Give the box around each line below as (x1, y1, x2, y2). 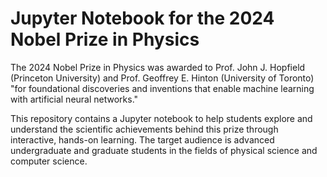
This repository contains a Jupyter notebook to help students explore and (10, 112, 313, 124)
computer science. (10, 155, 88, 167)
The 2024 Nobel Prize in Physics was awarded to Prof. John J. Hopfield (10, 61, 306, 73)
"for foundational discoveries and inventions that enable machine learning (10, 82, 315, 94)
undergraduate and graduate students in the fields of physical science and (10, 144, 318, 156)
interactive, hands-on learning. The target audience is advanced (10, 133, 275, 146)
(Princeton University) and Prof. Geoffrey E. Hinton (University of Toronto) (10, 72, 315, 84)
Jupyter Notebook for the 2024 (10, 7, 275, 30)
